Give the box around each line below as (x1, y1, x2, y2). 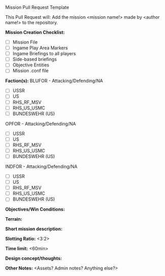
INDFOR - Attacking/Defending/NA (5, 164, 77, 169)
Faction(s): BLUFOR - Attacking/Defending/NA (5, 78, 103, 84)
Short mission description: (5, 226, 63, 232)
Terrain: (5, 216, 23, 222)
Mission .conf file (12, 68, 49, 74)
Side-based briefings (12, 56, 57, 62)
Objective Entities (12, 62, 50, 68)
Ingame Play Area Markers (12, 45, 68, 51)
